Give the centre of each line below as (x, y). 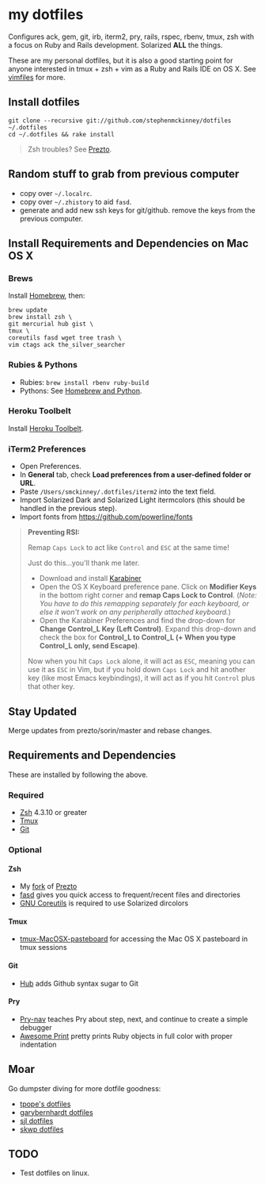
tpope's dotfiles (45, 1104)
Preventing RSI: (54, 532)
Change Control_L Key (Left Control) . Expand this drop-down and (148, 629)
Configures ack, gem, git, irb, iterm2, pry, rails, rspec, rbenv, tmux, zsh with (131, 37)
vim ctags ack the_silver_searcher (67, 345)
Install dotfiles (44, 102)
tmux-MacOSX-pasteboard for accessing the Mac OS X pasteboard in (133, 939)
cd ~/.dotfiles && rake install (61, 134)
